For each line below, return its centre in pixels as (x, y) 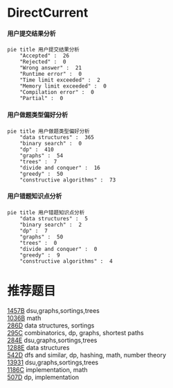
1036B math (24, 318)
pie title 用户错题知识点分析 (46, 212)
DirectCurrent (48, 13)
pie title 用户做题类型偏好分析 (48, 131)
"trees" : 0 (38, 243)
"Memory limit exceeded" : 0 (63, 86)
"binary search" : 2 (51, 225)
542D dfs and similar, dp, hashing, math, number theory (87, 355)
